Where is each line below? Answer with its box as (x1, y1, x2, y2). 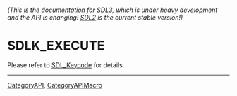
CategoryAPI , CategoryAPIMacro (7, 81, 102, 89)
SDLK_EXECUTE (7, 37, 105, 53)
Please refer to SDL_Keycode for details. (7, 60, 125, 69)
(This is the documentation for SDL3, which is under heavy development (7, 6, 218, 14)
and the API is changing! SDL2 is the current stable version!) (7, 13, 183, 21)
